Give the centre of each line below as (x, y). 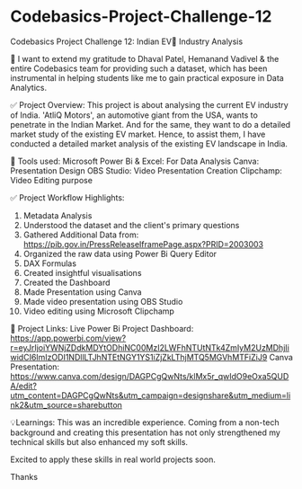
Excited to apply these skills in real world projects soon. (113, 459)
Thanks (24, 476)
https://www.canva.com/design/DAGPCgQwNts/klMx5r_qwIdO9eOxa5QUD (150, 376)
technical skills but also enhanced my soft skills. (99, 441)
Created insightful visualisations (82, 272)
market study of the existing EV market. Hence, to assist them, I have (138, 134)
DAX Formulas (50, 263)
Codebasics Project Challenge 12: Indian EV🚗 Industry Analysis (127, 41)
